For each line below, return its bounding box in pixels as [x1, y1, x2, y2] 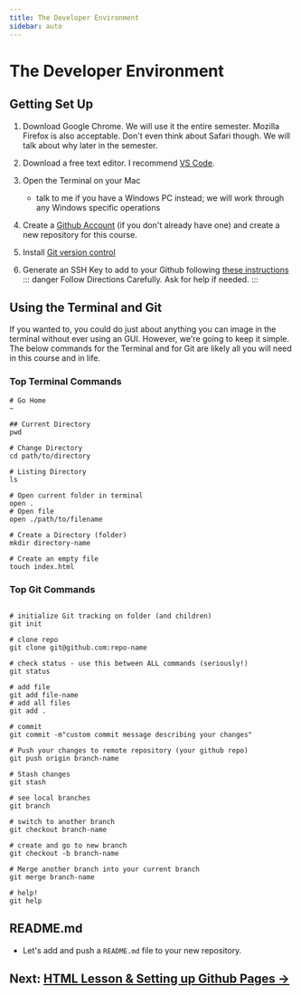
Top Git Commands [9, 583, 96, 595]
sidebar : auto [9, 22, 63, 31]
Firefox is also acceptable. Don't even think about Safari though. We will [22, 130, 291, 141]
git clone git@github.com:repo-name [9, 643, 147, 652]
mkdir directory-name [9, 538, 91, 547]
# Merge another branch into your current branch [9, 865, 201, 874]
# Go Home [9, 395, 47, 405]
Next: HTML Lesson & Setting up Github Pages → [9, 971, 290, 987]
